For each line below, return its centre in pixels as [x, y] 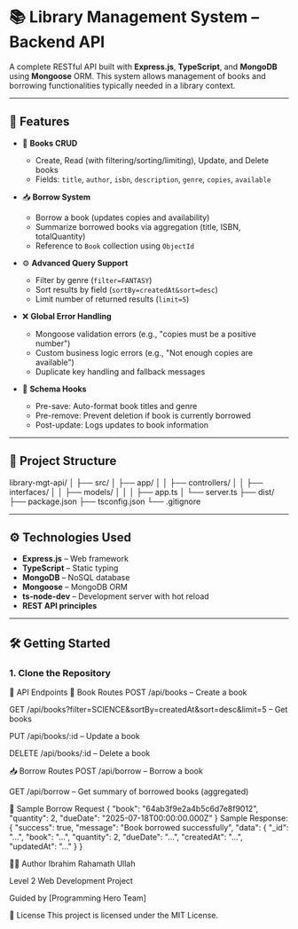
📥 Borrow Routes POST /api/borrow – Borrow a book [106, 771]
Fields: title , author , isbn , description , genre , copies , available [153, 179]
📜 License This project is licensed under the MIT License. [114, 916]
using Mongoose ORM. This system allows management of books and [137, 75]
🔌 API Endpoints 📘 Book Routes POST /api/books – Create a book [128, 692]
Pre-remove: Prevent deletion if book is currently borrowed [143, 415]
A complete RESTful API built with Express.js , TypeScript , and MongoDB [143, 67]
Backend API [57, 42]
